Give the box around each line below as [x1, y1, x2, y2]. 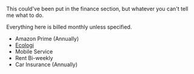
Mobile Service [15, 48, 53, 55]
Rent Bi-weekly [15, 55, 53, 61]
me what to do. [6, 12, 44, 19]
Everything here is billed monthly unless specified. [6, 24, 132, 30]
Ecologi [15, 42, 35, 49]
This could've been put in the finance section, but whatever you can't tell [6, 5, 189, 12]
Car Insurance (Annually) [15, 61, 78, 68]
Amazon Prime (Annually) [15, 35, 79, 42]
